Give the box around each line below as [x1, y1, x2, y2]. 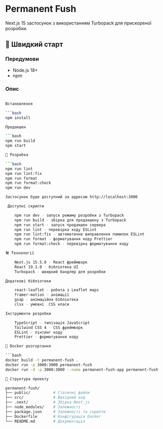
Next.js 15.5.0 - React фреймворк [14, 260, 88, 265]
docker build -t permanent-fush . [5, 358, 79, 363]
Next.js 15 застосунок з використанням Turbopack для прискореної [5, 20, 152, 26]
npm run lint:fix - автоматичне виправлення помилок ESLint [14, 232, 145, 237]
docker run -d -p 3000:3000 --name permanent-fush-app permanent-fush [5, 367, 158, 372]
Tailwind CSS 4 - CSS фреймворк [14, 325, 83, 330]
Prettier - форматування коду [14, 335, 79, 340]
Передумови [5, 56, 39, 63]
